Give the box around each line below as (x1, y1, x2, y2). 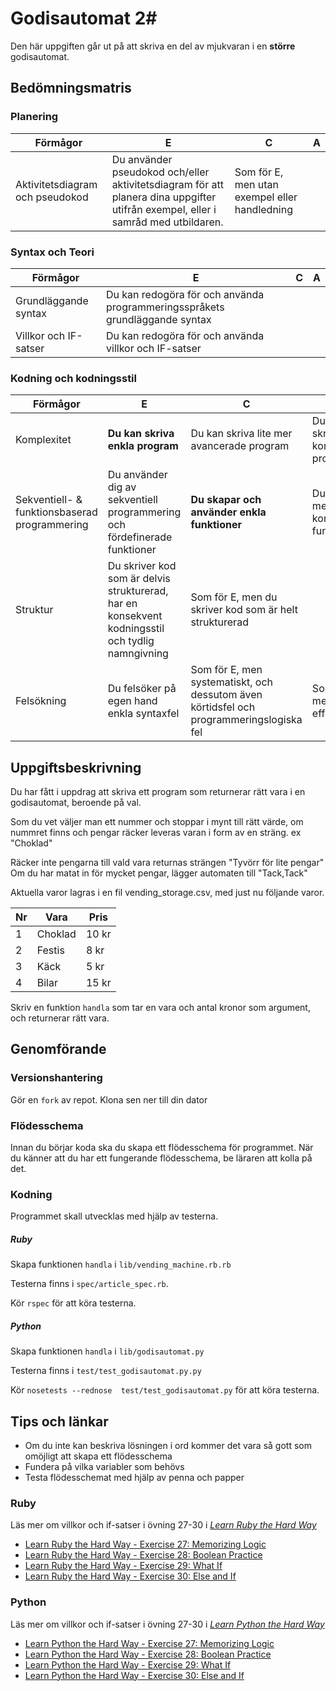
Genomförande (10, 1041, 107, 1058)
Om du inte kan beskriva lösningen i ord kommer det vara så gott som (24, 1440, 312, 1452)
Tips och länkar (10, 1413, 109, 1430)
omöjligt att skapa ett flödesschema (24, 1450, 173, 1462)
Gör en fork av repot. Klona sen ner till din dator (10, 1093, 208, 1106)
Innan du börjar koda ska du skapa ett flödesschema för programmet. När (10, 1142, 314, 1154)
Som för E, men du (190, 590, 278, 604)
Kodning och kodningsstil (10, 371, 137, 385)
